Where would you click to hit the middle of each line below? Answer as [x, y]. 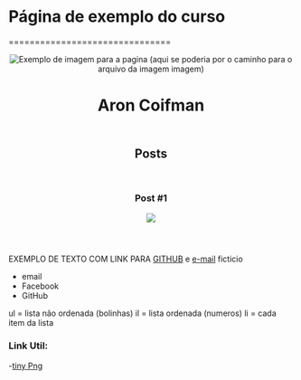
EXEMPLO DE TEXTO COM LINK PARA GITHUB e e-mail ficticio [126, 259]
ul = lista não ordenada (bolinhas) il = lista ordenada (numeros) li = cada [142, 313]
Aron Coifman [151, 105]
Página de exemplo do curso [117, 17]
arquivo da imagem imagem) [151, 69]
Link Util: [28, 346]
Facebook [40, 286]
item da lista [31, 322]
